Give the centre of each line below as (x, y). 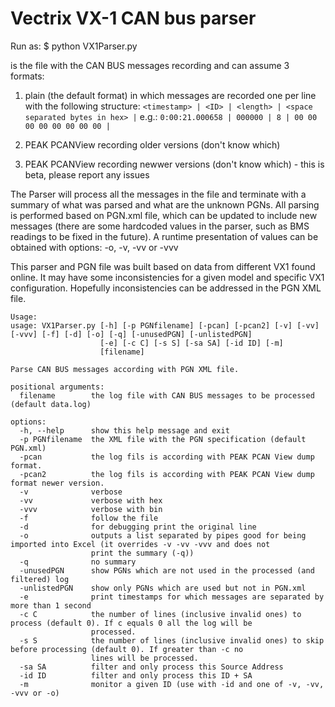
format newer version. (57, 483)
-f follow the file (89, 518)
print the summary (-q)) (142, 553)
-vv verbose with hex (91, 500)
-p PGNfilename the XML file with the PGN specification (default (163, 439)
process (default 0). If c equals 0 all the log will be (131, 623)
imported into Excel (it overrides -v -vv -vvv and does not (140, 544)
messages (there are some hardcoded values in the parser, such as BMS (160, 226)
